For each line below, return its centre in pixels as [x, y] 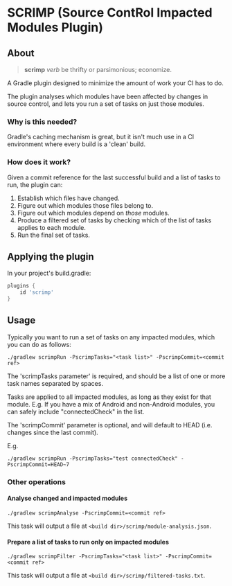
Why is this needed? [42, 121]
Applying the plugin [51, 257]
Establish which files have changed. [68, 198]
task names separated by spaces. [55, 383]
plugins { [21, 286]
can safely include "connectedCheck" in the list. [76, 411]
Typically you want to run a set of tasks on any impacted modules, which [111, 337]
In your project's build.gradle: [49, 273]
